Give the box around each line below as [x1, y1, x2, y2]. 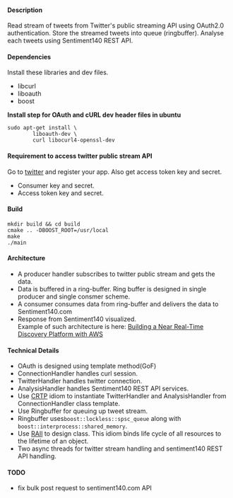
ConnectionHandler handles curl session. [17, 369, 138, 378]
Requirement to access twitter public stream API [7, 152, 153, 160]
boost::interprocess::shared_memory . [17, 422, 128, 431]
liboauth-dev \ [32, 131, 78, 138]
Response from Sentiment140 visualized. [17, 315, 136, 323]
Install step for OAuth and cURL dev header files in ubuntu [7, 110, 181, 120]
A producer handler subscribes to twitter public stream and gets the [17, 270, 215, 279]
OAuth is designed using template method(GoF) [17, 361, 157, 371]
